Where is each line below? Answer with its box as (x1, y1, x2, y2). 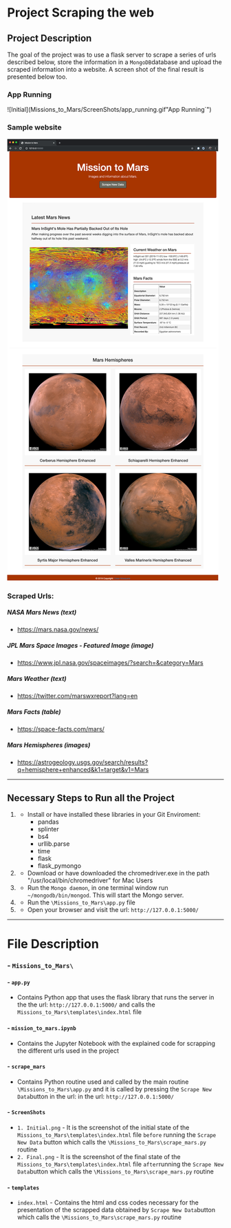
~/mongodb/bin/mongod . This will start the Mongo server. (27, 891, 184, 900)
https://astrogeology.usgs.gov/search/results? (16, 758, 148, 766)
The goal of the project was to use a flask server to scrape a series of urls (7, 50, 217, 59)
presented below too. (7, 72, 67, 81)
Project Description (7, 32, 92, 44)
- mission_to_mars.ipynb (7, 1024, 77, 1032)
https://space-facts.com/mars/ (16, 725, 105, 733)
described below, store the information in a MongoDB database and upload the (7, 58, 222, 66)
